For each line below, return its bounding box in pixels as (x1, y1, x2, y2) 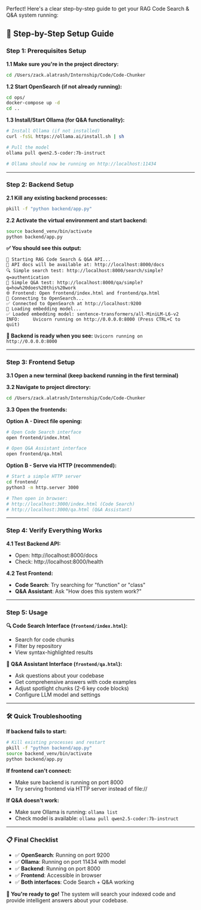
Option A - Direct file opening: (6, 417, 83, 424)
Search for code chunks (14, 636, 75, 643)
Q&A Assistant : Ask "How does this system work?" (14, 587, 142, 595)
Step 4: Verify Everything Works (6, 526, 103, 535)
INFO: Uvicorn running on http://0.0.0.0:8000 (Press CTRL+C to (6, 317, 181, 323)
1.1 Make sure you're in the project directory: (6, 60, 119, 68)
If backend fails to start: (6, 728, 67, 735)
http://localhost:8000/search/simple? (66, 268, 163, 274)
